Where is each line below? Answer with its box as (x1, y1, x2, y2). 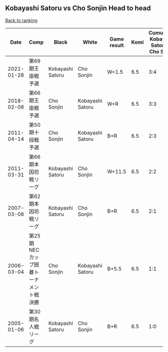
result (109, 42, 124, 49)
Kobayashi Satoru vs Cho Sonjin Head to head (5, 4, 151, 13)
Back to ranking (5, 17, 37, 23)
